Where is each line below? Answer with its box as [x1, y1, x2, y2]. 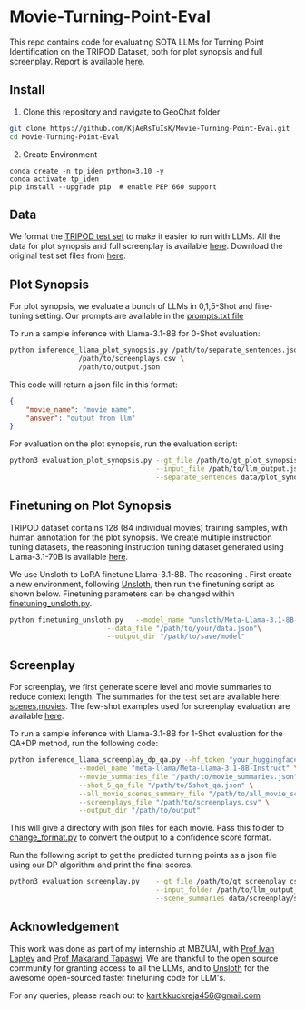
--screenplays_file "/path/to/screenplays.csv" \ [78, 797, 271, 806]
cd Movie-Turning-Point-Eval [9, 132, 120, 142]
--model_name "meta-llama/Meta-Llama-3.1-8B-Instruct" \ [78, 764, 299, 773]
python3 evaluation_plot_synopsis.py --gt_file [9, 456, 193, 465]
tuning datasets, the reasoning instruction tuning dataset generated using [9, 541, 284, 552]
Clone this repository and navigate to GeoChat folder [22, 106, 221, 117]
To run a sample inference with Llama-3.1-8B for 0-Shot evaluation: [9, 328, 261, 339]
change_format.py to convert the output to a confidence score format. [9, 832, 271, 843]
